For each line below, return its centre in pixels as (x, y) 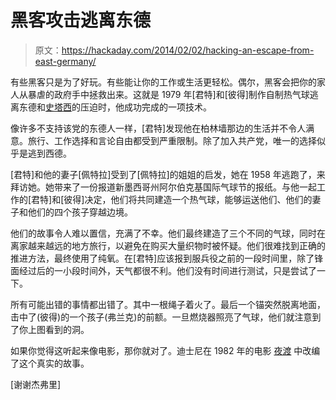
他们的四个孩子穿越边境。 (80, 212)
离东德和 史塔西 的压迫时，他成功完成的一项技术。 (111, 107)
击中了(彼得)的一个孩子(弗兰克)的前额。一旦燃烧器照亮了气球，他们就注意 (161, 317)
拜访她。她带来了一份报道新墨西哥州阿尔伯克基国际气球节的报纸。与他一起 (163, 187)
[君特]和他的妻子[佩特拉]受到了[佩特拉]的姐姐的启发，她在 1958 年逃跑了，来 (168, 174)
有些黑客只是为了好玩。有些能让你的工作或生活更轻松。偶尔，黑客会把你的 (163, 82)
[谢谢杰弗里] (36, 384)
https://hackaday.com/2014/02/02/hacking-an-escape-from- (188, 50)
